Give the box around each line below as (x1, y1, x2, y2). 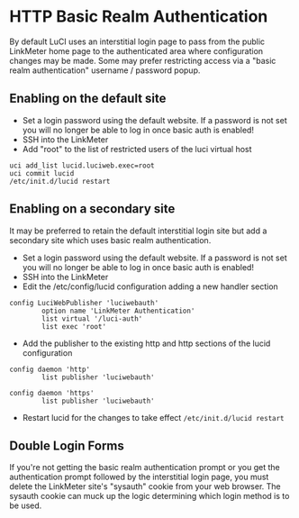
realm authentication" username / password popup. (9, 65, 201, 76)
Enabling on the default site (9, 91, 167, 106)
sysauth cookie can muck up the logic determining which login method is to (9, 491, 290, 502)
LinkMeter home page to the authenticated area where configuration (9, 45, 264, 56)
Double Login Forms (9, 438, 124, 453)
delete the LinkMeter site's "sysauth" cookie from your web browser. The (9, 481, 281, 492)
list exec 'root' (41, 322, 106, 331)
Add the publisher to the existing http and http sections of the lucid (22, 338, 271, 349)
